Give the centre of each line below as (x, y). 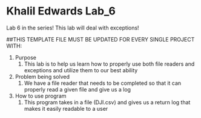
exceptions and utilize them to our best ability (81, 70)
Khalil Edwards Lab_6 (61, 11)
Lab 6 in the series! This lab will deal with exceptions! (73, 28)
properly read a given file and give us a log (77, 89)
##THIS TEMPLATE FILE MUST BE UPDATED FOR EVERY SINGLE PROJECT (100, 39)
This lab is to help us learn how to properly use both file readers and (109, 64)
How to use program (41, 96)
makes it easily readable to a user (66, 108)
